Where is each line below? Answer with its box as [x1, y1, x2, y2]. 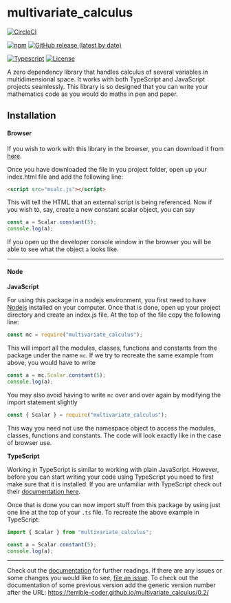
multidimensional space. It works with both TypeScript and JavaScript [7, 75, 205, 83]
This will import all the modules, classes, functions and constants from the [7, 344, 218, 353]
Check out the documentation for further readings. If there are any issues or [7, 566, 222, 575]
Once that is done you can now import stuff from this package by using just [7, 500, 221, 508]
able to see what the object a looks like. [7, 245, 119, 253]
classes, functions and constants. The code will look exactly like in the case [7, 431, 221, 439]
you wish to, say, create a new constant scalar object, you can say [7, 206, 195, 214]
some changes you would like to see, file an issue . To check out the [7, 574, 199, 582]
